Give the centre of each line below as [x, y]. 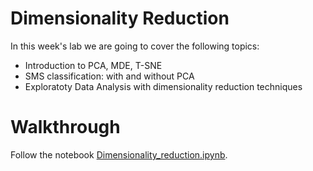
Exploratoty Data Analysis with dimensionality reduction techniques [163, 86]
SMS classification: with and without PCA [109, 76]
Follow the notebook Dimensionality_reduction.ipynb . [119, 154]
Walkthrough [65, 127]
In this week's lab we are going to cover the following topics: [135, 46]
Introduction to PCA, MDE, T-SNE [93, 65]
